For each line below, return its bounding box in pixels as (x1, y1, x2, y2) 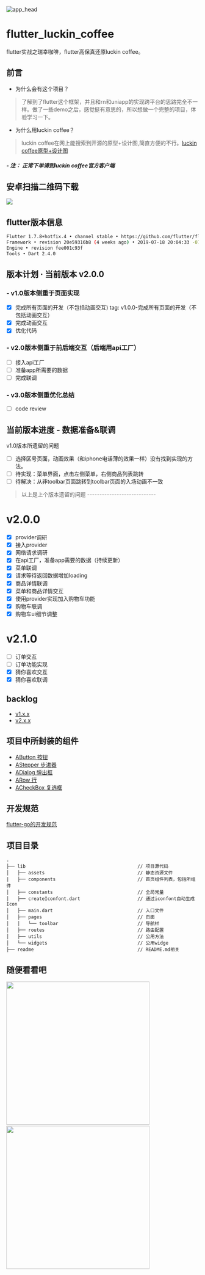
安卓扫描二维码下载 (6, 181, 79, 192)
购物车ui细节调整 (15, 610, 58, 617)
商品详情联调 (15, 579, 48, 587)
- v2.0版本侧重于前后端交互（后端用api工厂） (6, 344, 140, 352)
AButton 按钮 (15, 753, 48, 760)
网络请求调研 (15, 549, 48, 556)
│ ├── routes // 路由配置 (6, 927, 164, 934)
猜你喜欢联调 (15, 675, 48, 683)
